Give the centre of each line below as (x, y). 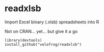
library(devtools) (23, 40)
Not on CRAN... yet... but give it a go (41, 31)
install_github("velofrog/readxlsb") (43, 44)
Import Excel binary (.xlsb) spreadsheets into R (52, 22)
